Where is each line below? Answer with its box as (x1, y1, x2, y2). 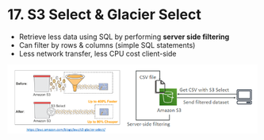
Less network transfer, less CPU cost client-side (18, 49, 177, 58)
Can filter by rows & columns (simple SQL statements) (18, 40, 196, 49)
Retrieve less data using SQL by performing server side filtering (18, 32, 230, 41)
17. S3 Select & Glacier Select (7, 6, 201, 24)
